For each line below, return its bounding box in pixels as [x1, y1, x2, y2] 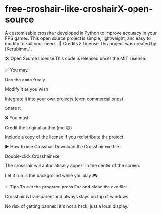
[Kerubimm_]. [5, 46, 32, 52]
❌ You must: [5, 114, 30, 121]
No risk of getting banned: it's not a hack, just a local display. [5, 203, 129, 209]
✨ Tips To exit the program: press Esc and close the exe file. [5, 184, 127, 189]
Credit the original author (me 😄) [5, 124, 72, 131]
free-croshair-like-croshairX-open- [5, 3, 153, 15]
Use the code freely [5, 77, 45, 82]
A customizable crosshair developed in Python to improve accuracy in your [5, 30, 157, 36]
